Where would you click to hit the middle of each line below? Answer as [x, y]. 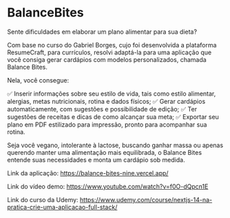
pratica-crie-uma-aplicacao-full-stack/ [62, 207]
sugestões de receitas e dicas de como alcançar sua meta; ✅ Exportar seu [113, 117]
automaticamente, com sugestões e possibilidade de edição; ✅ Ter [102, 109]
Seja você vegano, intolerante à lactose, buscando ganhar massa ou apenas [115, 145]
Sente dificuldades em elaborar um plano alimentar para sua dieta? [102, 32]
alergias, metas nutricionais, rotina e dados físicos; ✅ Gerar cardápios [106, 101]
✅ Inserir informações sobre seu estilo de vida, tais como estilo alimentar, [112, 94]
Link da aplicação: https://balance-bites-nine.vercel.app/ [88, 173]
